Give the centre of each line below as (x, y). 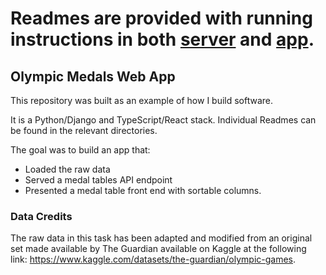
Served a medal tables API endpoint (98, 180)
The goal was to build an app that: (80, 150)
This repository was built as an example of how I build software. (142, 100)
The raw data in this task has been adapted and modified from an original (161, 238)
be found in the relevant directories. (84, 130)
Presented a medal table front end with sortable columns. (143, 190)
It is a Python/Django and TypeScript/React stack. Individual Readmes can (163, 120)
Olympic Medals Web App (93, 76)
